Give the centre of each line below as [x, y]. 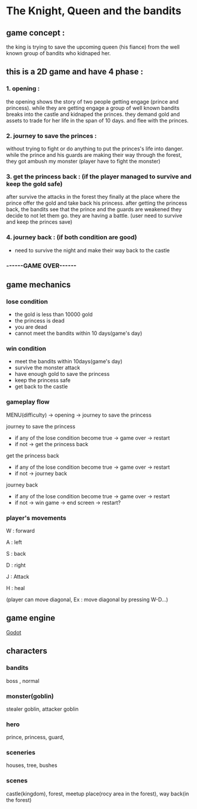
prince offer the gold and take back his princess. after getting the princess [97, 203]
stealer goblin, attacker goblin [42, 709]
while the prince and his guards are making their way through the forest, [94, 154]
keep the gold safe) [35, 183]
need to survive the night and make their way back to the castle [92, 250]
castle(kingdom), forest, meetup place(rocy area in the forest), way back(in [98, 794]
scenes [17, 781]
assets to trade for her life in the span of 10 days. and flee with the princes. [97, 120]
